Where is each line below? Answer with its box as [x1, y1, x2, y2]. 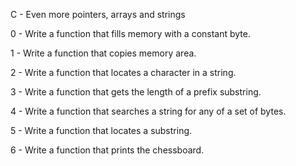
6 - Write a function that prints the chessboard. [10, 144, 205, 156]
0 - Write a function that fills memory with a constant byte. [10, 28, 252, 39]
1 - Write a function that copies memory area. [10, 47, 197, 59]
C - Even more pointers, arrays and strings [10, 9, 186, 20]
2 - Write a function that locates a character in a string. [10, 67, 237, 78]
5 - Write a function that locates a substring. [10, 125, 193, 136]
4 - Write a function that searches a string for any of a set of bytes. [10, 105, 287, 117]
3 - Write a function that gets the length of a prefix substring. [10, 86, 262, 98]
